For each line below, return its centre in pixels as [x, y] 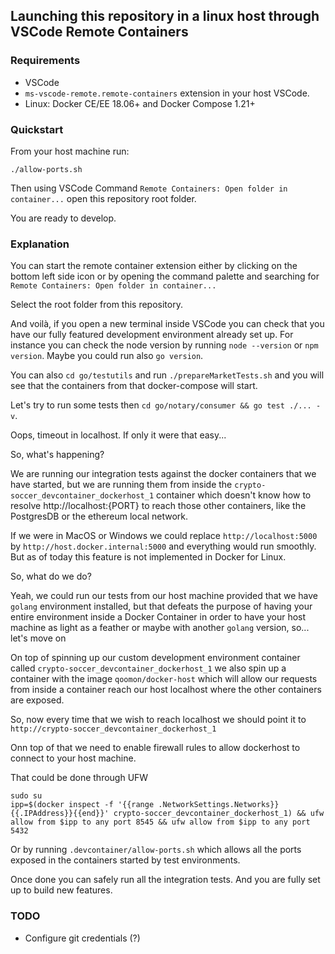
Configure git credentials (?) [82, 938]
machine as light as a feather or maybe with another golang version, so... [160, 628]
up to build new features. [61, 890]
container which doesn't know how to [234, 495]
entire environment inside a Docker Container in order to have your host [158, 617]
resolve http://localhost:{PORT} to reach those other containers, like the [158, 506]
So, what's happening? [57, 455]
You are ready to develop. [63, 218]
